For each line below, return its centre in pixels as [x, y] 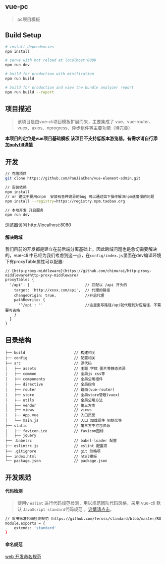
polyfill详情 [21, 145]
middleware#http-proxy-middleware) [42, 276]
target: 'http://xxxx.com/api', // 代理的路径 [62, 290]
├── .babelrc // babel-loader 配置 [61, 441]
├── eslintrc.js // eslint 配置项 [56, 446]
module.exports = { [25, 523]
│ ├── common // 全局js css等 [55, 374]
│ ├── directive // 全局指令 [50, 384]
